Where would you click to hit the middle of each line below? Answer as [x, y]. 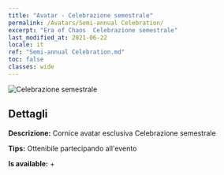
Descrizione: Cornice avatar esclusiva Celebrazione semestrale [112, 133]
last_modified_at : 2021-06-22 [58, 37]
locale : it [26, 45]
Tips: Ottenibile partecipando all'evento [73, 148]
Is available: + [32, 163]
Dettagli [28, 114]
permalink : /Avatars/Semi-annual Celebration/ [86, 23]
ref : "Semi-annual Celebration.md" [67, 52]
